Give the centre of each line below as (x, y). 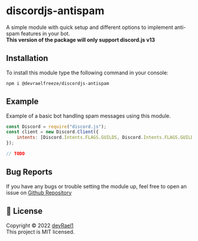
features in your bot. (46, 33)
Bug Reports (29, 172)
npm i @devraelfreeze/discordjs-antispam (58, 83)
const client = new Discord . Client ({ (52, 132)
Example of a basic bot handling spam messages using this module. (88, 116)
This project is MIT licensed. (40, 232)
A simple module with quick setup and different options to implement (90, 27)
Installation (27, 58)
